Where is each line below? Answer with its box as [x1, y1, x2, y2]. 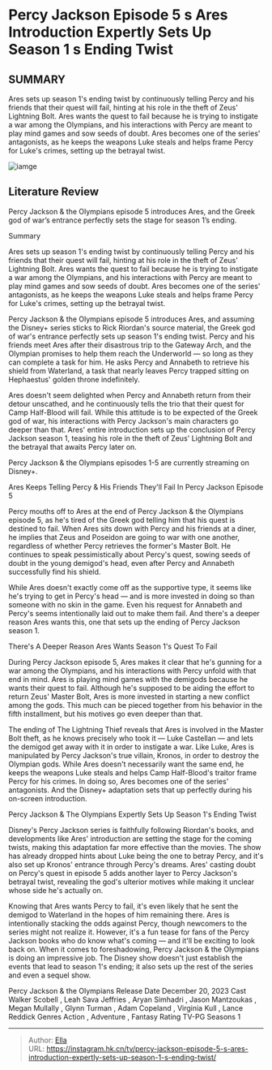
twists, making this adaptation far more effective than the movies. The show [8, 842, 261, 852]
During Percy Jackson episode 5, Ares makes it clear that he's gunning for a [8, 657, 262, 667]
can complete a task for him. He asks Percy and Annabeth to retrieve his [8, 357, 249, 367]
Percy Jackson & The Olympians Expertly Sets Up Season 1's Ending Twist [8, 809, 257, 819]
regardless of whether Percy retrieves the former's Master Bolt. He [8, 541, 232, 550]
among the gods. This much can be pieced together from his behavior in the [8, 700, 263, 710]
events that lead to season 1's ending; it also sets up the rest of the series [8, 961, 253, 971]
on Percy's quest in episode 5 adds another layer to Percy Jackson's [8, 868, 237, 878]
